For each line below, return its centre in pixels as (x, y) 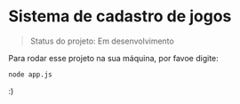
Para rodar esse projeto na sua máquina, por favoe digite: (113, 58)
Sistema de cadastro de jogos (120, 16)
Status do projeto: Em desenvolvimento (102, 41)
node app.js (30, 74)
